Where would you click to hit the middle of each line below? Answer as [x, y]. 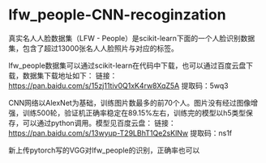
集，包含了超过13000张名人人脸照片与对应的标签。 [93, 48]
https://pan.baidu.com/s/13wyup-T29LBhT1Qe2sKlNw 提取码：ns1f [120, 133]
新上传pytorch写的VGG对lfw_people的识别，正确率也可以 [104, 150]
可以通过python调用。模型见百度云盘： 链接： [99, 123]
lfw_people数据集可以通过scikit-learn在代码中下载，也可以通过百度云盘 [127, 65]
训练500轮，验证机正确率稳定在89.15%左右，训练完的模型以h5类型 [134, 113]
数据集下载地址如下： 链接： [70, 75]
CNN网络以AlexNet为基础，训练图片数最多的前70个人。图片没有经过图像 [130, 102]
